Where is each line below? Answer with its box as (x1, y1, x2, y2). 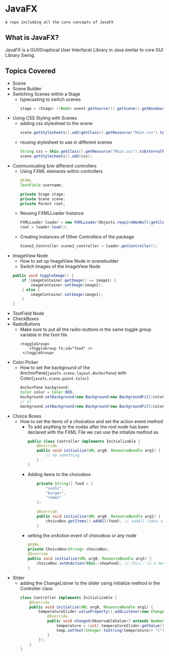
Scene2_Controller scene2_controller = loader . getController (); (20, 244, 158, 249)
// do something (45, 453, 80, 458)
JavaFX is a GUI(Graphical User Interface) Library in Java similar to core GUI (5, 46, 163, 53)
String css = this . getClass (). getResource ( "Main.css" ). (20, 149, 140, 154)
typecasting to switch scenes (20, 96, 81, 102)
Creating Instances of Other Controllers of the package (20, 234, 134, 240)
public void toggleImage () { (12, 273, 74, 278)
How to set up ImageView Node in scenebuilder (20, 258, 119, 264)
